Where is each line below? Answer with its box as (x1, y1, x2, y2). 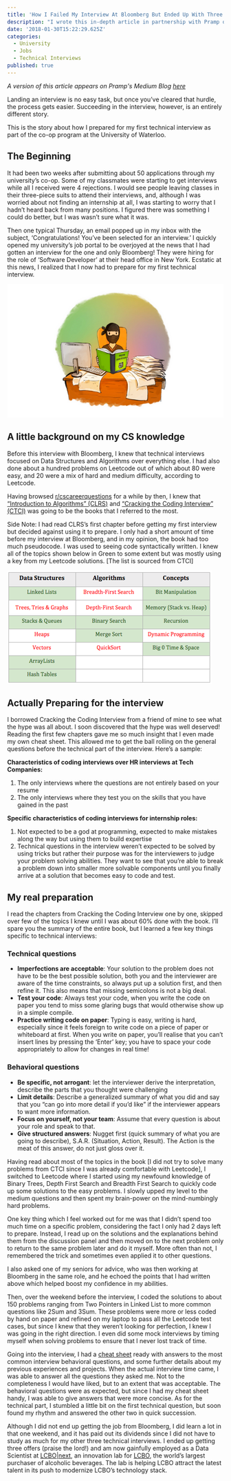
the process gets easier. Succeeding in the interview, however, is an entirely (7, 102, 222, 110)
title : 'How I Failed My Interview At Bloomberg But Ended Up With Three (7, 11, 223, 18)
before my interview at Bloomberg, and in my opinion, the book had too (7, 534, 209, 543)
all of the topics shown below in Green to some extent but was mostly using (7, 549, 221, 558)
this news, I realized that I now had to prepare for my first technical (7, 263, 197, 271)
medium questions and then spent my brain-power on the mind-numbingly (7, 1193, 219, 1202)
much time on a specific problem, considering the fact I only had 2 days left (7, 1222, 221, 1230)
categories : (7, 33, 41, 40)
